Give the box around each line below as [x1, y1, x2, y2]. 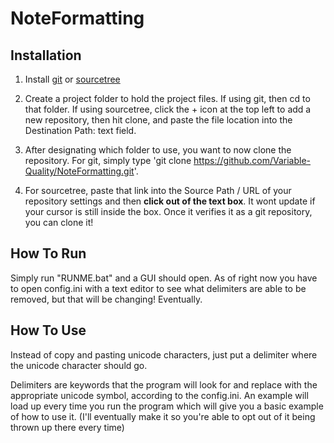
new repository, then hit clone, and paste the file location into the [24, 114, 293, 126]
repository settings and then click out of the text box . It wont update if [24, 195, 316, 207]
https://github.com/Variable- [193, 155, 312, 166]
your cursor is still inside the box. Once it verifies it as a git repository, [24, 206, 313, 217]
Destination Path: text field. [24, 125, 137, 136]
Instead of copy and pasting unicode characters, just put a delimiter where [10, 348, 318, 361]
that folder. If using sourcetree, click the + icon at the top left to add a [24, 103, 312, 115]
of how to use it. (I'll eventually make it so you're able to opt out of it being [10, 410, 316, 422]
